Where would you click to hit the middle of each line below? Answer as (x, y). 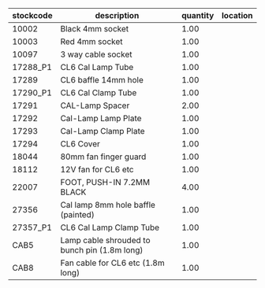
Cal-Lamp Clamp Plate (103, 131)
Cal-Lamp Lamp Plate (101, 118)
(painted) (77, 214)
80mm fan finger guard (103, 157)
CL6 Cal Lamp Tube (97, 67)
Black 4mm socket (95, 29)
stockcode (32, 15)
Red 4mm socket (92, 41)
